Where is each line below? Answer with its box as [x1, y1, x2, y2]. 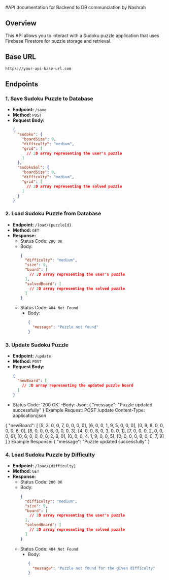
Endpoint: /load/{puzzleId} [12, 221, 72, 228]
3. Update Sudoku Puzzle [5, 341, 69, 348]
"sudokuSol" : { [17, 165, 50, 170]
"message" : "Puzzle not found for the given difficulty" [32, 566, 156, 571]
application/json [12, 412, 47, 418]
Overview [5, 19, 37, 27]
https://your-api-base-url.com [5, 66, 72, 71]
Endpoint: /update [12, 353, 51, 359]
